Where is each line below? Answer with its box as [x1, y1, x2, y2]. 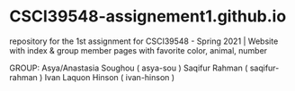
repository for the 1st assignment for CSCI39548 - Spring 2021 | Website [9, 36, 279, 46]
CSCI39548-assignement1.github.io [9, 6, 287, 27]
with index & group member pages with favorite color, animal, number [9, 45, 268, 55]
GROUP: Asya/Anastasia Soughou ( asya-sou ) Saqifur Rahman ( [9, 62, 248, 73]
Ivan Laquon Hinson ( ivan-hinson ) [44, 71, 175, 82]
